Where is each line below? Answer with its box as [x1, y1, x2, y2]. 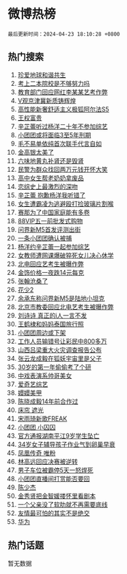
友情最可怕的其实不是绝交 [17, 509, 90, 517]
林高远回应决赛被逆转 [17, 457, 78, 465]
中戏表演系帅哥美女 [17, 371, 72, 379]
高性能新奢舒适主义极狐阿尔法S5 [17, 104, 110, 113]
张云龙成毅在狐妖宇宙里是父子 [17, 354, 102, 362]
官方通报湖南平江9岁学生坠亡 [17, 431, 100, 440]
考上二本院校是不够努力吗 [17, 79, 90, 87]
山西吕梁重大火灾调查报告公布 [17, 345, 102, 354]
